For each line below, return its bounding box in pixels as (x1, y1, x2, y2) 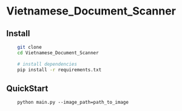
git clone (17, 44, 42, 50)
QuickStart (6, 83, 49, 94)
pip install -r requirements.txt (17, 66, 102, 73)
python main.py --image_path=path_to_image (17, 100, 129, 106)
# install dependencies (17, 61, 78, 67)
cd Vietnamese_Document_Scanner (17, 49, 99, 55)
